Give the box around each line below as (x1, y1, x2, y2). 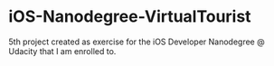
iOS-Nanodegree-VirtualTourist (8, 6, 251, 27)
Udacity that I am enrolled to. (8, 45, 117, 56)
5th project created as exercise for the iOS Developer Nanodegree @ (8, 36, 265, 47)
